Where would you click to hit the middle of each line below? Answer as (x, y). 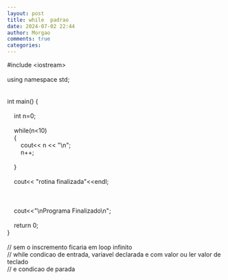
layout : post (26, 13)
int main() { (23, 101)
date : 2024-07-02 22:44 (41, 26)
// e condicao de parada (41, 269)
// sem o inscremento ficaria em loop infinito (70, 247)
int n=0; (25, 116)
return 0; (26, 225)
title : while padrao (38, 20)
